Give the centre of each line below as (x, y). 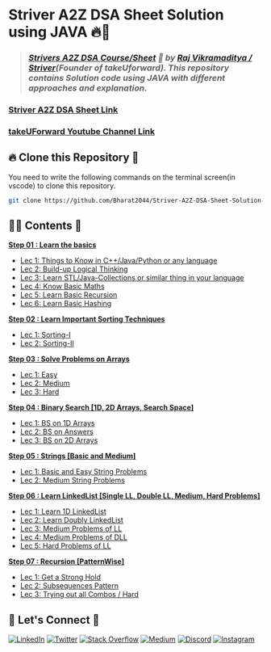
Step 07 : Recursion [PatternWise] (67, 562)
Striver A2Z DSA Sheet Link (63, 110)
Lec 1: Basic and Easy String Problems (83, 472)
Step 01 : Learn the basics (52, 245)
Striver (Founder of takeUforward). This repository (129, 68)
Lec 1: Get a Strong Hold (60, 577)
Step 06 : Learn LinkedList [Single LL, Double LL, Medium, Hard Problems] (134, 496)
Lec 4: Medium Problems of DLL (73, 537)
